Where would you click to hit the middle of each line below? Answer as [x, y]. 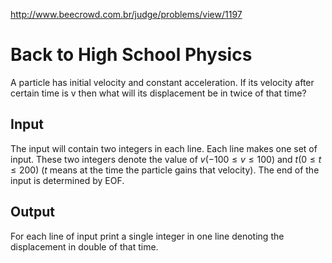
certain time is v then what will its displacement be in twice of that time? [158, 93]
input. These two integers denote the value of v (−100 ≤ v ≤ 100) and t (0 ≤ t [166, 159]
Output [32, 212]
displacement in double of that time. [84, 246]
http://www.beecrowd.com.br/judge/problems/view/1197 [126, 14]
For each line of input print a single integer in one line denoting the [147, 236]
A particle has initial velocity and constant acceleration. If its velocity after [162, 82]
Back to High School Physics [131, 55]
